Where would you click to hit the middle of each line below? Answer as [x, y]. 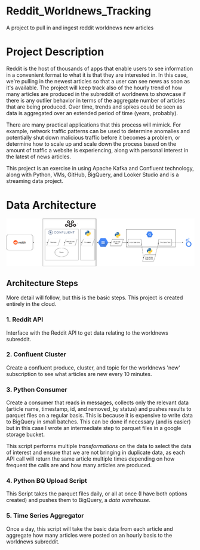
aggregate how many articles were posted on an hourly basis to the [89, 535]
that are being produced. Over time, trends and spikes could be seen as [94, 107]
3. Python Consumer [37, 389]
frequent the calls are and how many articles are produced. [79, 465]
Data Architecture [51, 205]
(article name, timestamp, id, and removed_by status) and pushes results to [99, 409]
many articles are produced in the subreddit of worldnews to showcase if [96, 94]
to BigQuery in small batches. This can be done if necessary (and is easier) [99, 422]
